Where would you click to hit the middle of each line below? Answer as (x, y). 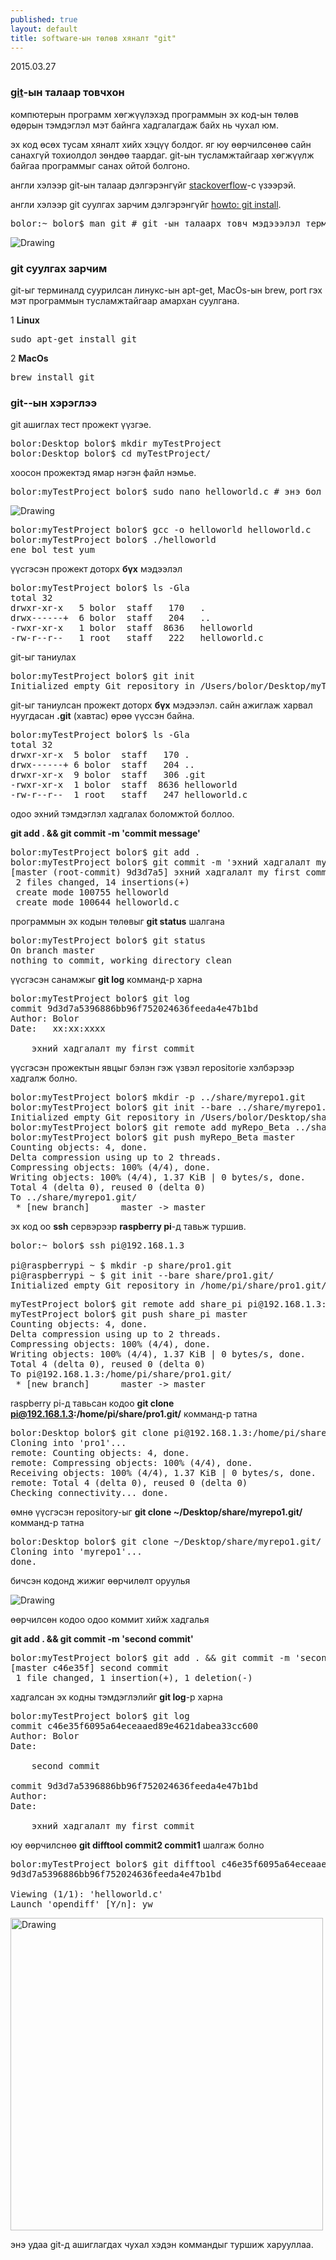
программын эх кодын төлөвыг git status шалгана (117, 922)
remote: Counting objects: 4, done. (100, 1453)
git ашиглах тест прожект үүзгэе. (81, 425)
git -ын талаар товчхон (67, 93)
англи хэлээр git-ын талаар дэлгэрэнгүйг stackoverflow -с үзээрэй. (153, 185)
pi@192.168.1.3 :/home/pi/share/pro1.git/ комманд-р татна (134, 1414)
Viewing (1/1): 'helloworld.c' (87, 1894)
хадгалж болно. (44, 1078)
